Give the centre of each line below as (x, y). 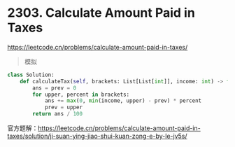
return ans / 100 (57, 114)
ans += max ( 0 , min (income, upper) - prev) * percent (123, 101)
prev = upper (63, 107)
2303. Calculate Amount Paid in (101, 13)
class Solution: (31, 75)
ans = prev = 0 (55, 88)
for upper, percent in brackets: (81, 94)
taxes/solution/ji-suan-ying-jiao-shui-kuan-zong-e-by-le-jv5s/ (97, 136)
